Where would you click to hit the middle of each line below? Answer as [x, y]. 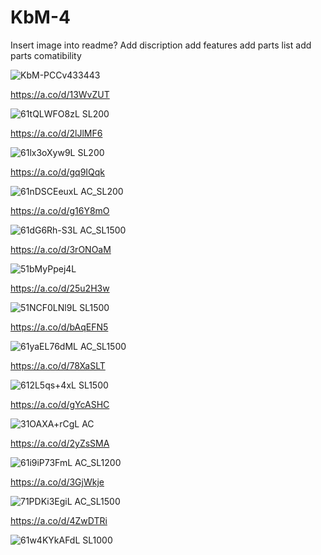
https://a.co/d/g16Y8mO [60, 210]
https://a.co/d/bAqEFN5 [59, 327]
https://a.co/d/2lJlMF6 [56, 133]
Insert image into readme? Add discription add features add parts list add [161, 45]
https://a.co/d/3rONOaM [61, 249]
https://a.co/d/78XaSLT [58, 365]
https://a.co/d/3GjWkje [57, 482]
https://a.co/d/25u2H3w [60, 288]
